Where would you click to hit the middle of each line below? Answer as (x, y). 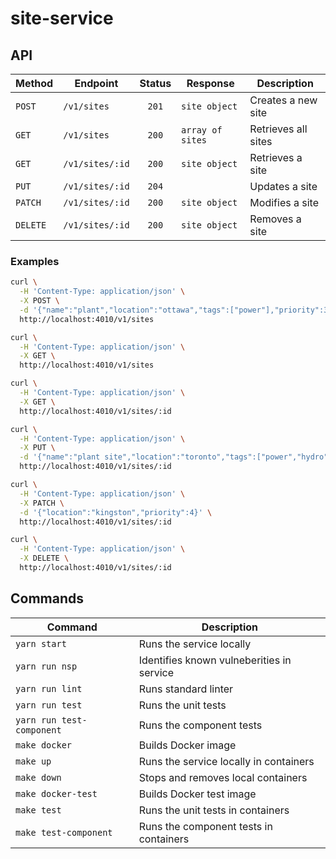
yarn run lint (49, 688)
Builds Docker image (187, 745)
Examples (35, 261)
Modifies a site (284, 202)
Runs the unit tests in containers (214, 810)
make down (38, 777)
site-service (62, 18)
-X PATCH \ (42, 503)
